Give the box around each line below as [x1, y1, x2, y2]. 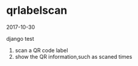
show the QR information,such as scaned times [14, 53, 133, 60]
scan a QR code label [14, 46, 68, 54]
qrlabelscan [6, 4, 67, 17]
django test [6, 35, 34, 42]
